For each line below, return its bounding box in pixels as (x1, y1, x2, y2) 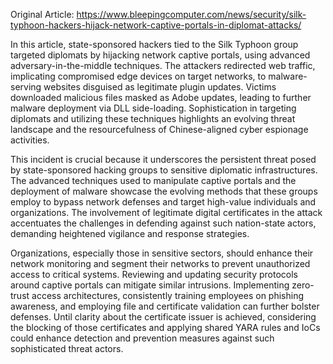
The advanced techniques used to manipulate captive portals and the (10, 175, 297, 186)
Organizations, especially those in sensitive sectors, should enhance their (10, 247, 314, 259)
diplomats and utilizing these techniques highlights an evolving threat (10, 113, 296, 124)
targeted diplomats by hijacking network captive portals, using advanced (10, 49, 311, 61)
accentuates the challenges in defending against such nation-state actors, (10, 217, 317, 229)
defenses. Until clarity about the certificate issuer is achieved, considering (10, 311, 317, 323)
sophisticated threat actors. (10, 343, 124, 354)
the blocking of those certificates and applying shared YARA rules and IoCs (10, 322, 321, 333)
